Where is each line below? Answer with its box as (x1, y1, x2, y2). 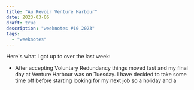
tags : (6, 31, 20, 37)
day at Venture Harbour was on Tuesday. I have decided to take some (14, 71, 187, 77)
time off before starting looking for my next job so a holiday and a (14, 77, 177, 84)
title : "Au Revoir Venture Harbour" (6, 8, 98, 15)
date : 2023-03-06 (6, 14, 50, 20)
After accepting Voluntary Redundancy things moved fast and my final (14, 64, 189, 72)
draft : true (6, 20, 36, 26)
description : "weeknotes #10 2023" (6, 25, 95, 32)
